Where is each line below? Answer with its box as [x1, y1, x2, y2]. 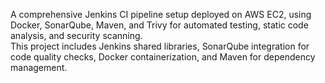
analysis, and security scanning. [10, 30, 143, 41]
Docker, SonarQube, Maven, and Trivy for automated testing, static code [10, 19, 309, 31]
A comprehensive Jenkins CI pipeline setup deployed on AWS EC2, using [10, 9, 312, 20]
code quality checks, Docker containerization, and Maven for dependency [10, 51, 316, 63]
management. [10, 62, 68, 73]
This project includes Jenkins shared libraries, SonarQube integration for [10, 40, 310, 52]
